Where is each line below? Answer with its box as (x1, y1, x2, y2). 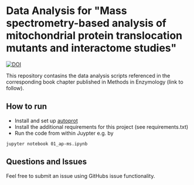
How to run (6, 101, 47, 112)
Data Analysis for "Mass (6, 4, 127, 18)
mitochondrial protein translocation (6, 29, 183, 42)
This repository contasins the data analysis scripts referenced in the (6, 72, 171, 79)
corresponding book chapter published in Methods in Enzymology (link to (6, 78, 183, 85)
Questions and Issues (6, 157, 87, 167)
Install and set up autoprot (14, 117, 78, 124)
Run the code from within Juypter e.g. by (14, 129, 114, 136)
